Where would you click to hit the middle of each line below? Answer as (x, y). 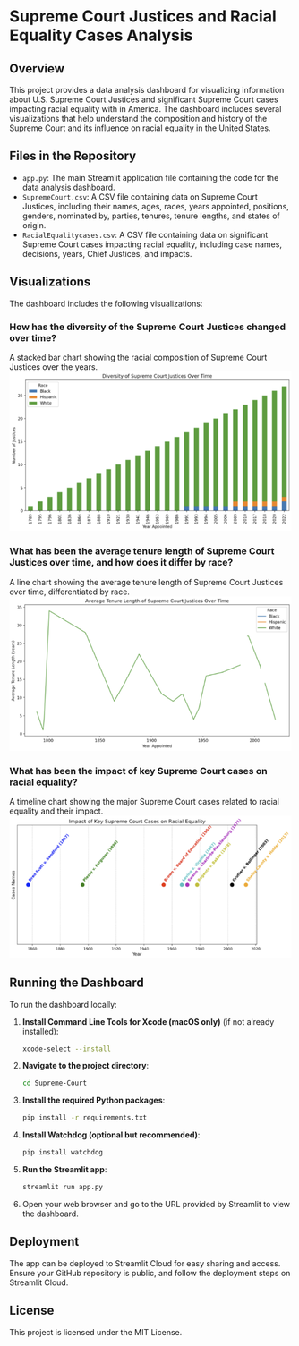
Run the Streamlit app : (64, 1170)
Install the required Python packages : (94, 1100)
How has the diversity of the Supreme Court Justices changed (148, 327)
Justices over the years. (54, 366)
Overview (37, 68)
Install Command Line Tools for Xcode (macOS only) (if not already (148, 1021)
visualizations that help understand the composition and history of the (138, 119)
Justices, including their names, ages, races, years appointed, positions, (155, 206)
